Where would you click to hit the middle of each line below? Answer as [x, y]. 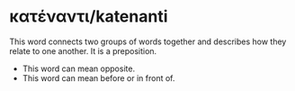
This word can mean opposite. [79, 68]
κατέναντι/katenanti [89, 17]
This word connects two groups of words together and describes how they [148, 41]
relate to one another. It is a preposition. [83, 50]
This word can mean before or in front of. [98, 77]
